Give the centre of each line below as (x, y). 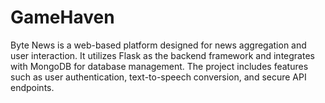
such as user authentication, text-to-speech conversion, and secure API (158, 77)
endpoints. (32, 87)
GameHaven (62, 17)
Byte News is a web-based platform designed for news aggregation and (158, 45)
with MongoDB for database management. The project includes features (159, 66)
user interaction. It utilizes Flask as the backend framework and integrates (162, 55)
